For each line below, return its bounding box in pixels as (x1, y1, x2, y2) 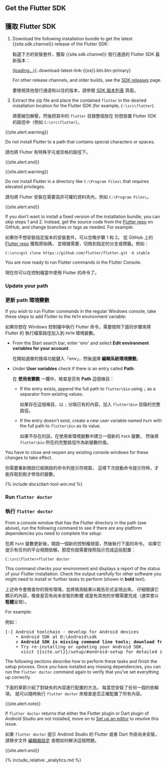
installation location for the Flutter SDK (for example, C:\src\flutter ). (12, 103, 155, 109)
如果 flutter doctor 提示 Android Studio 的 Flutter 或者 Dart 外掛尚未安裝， (5, 731, 160, 737)
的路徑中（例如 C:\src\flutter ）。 (12, 119, 82, 125)
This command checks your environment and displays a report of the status (5, 565, 161, 571)
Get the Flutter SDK (5, 4, 66, 12)
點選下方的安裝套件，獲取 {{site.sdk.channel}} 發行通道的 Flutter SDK (12, 51, 155, 57)
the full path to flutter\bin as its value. (19, 423, 101, 429)
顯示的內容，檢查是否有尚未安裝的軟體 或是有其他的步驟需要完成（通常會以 (5, 593, 159, 599)
